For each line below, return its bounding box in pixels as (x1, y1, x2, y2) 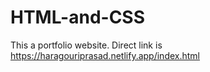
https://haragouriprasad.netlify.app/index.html (10, 49, 200, 61)
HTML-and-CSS (10, 6, 146, 29)
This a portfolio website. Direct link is (10, 39, 163, 51)
